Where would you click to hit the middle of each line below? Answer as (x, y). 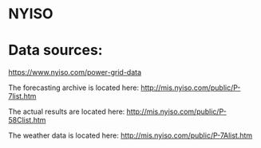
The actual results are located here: (67, 111)
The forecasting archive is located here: (74, 88)
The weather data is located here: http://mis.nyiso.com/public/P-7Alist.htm (130, 135)
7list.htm (22, 96)
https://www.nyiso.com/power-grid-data (75, 72)
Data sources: (55, 51)
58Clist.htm (27, 120)
